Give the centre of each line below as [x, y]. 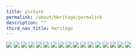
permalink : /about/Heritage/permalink [54, 17]
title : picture [25, 12]
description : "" [26, 23]
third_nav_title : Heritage [40, 28]
